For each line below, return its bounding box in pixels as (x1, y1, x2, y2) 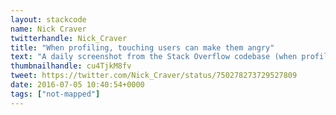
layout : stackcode (10, 14, 87, 25)
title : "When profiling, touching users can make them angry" (10, 42, 275, 53)
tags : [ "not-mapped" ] (10, 89, 101, 99)
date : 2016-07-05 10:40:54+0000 (10, 80, 145, 90)
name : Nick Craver (10, 24, 87, 34)
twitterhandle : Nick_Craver (10, 33, 128, 43)
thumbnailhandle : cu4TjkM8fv (10, 61, 132, 71)
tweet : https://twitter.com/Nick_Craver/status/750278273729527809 (10, 71, 298, 81)
